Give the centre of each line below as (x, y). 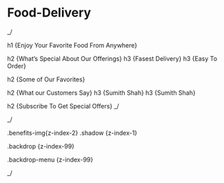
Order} (17, 66)
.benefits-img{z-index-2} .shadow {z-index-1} (72, 133)
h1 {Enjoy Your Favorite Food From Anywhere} (72, 45)
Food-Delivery (49, 13)
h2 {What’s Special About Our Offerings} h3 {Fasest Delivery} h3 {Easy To (112, 58)
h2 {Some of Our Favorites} (46, 79)
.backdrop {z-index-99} (41, 146)
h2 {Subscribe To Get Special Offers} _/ (63, 106)
